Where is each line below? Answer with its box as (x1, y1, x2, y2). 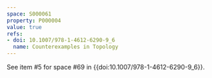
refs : (6, 30, 23, 38)
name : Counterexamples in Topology (13, 43, 119, 50)
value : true (6, 23, 42, 30)
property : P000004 (6, 17, 61, 24)
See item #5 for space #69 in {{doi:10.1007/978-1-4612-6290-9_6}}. (6, 63, 206, 71)
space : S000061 (6, 10, 52, 18)
